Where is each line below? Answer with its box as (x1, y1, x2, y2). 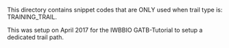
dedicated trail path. (7, 33, 64, 41)
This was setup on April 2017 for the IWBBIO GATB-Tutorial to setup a (7, 26, 203, 34)
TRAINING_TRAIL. (7, 13, 57, 21)
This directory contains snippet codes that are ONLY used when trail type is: (7, 6, 223, 14)
